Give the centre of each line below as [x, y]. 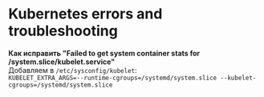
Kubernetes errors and [85, 14]
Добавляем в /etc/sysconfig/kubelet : [73, 70]
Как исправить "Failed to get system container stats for [104, 53]
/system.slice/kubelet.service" [62, 62]
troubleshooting [63, 31]
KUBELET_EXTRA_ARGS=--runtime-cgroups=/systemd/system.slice [113, 78]
